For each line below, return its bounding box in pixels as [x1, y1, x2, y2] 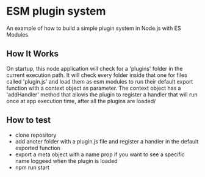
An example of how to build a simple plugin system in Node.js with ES [6, 24, 181, 32]
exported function [15, 144, 61, 151]
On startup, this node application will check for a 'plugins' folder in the [6, 65, 183, 72]
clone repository [15, 131, 57, 139]
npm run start [15, 164, 50, 171]
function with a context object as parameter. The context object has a [6, 84, 181, 92]
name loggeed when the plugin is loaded [15, 157, 118, 164]
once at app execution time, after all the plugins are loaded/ [6, 97, 156, 104]
